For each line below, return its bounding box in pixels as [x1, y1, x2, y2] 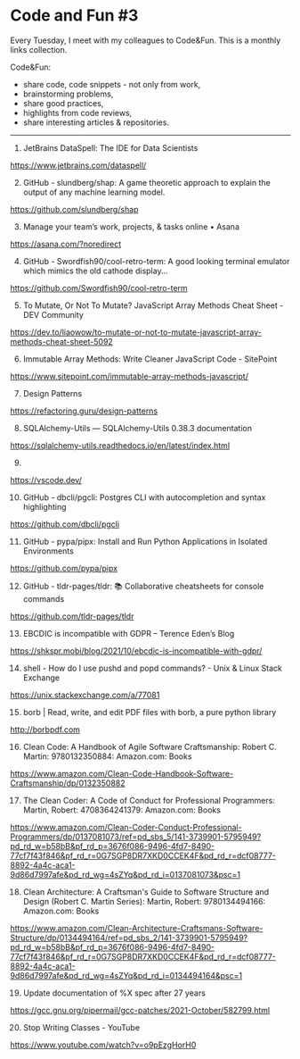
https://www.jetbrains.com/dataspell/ [10, 160, 147, 171]
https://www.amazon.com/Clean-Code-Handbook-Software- [10, 768, 234, 779]
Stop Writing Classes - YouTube [22, 1021, 141, 1032]
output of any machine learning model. [22, 187, 166, 197]
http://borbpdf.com [10, 724, 81, 735]
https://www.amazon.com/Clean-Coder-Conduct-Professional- [10, 821, 243, 832]
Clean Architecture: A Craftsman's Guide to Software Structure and [22, 886, 270, 897]
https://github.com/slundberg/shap [10, 204, 139, 214]
